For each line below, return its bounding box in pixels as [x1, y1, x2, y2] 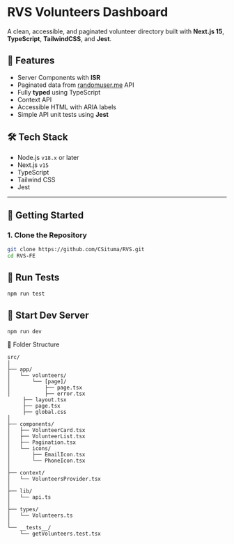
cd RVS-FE [7, 253, 36, 259]
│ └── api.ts [7, 494, 52, 501]
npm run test [7, 290, 45, 297]
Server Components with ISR [17, 73, 101, 81]
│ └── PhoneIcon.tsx [7, 457, 86, 465]
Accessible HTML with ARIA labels [17, 102, 117, 111]
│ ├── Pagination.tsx [7, 439, 77, 446]
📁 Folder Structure [7, 340, 60, 349]
